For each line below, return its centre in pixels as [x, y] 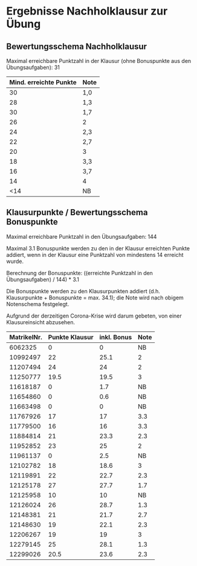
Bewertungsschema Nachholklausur [76, 46]
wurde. [15, 261]
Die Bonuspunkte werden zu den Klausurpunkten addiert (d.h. [83, 291]
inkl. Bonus [116, 337]
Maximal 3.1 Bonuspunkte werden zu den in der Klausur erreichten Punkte [98, 248]
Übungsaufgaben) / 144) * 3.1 [43, 279]
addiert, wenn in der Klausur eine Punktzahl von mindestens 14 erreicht [95, 255]
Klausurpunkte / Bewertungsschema [77, 212]
